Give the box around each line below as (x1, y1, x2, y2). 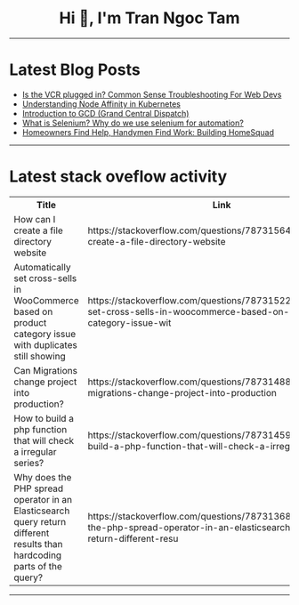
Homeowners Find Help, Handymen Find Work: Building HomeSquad (21, 126, 274, 137)
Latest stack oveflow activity (9, 166, 228, 187)
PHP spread (13, 482, 64, 495)
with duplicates (13, 338, 77, 351)
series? (13, 456, 44, 469)
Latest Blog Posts (9, 60, 141, 80)
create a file (13, 224, 64, 237)
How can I (13, 213, 56, 225)
